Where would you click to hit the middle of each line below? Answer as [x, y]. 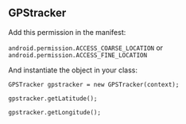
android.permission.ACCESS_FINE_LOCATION [78, 55]
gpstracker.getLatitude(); [53, 99]
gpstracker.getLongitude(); [55, 112]
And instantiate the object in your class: [73, 70]
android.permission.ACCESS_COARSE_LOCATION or [86, 48]
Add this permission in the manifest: [67, 32]
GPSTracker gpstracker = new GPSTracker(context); [94, 84]
